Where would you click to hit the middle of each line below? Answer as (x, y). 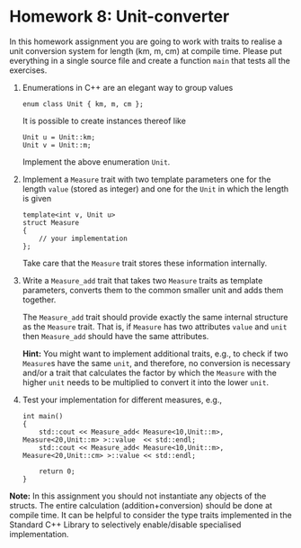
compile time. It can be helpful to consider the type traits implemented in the (150, 515)
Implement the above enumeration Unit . (96, 162)
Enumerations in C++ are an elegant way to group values (128, 87)
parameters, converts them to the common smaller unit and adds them (153, 290)
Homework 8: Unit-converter (120, 17)
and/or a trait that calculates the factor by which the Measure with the (149, 373)
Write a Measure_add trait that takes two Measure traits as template (142, 280)
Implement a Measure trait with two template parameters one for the (146, 179)
